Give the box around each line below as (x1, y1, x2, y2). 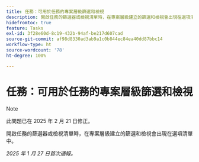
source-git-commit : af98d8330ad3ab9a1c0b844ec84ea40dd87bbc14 (6, 36, 163, 42)
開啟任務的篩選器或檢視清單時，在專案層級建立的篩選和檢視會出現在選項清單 (6, 129, 193, 137)
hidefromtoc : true (6, 20, 52, 25)
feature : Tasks (6, 25, 44, 31)
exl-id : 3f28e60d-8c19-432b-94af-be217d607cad (6, 31, 123, 37)
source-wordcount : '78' (6, 47, 65, 53)
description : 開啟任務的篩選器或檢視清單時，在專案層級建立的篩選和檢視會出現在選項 (6, 14, 191, 20)
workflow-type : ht (6, 42, 52, 48)
